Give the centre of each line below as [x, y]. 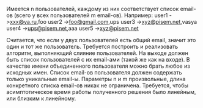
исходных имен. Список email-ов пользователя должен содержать [94, 72]
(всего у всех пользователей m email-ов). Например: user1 [91, 15]
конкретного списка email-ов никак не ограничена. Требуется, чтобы [97, 85]
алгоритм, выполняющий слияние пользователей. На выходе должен [97, 53]
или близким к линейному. [41, 98]
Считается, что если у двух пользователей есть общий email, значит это [101, 40]
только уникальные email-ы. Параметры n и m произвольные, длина [96, 79]
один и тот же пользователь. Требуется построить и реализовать [92, 46]
